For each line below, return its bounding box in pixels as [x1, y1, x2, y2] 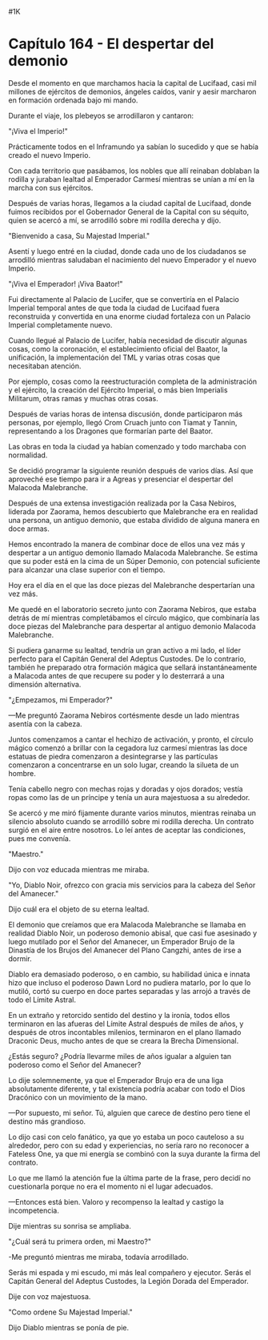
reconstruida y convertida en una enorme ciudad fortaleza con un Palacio [8, 312, 250, 321]
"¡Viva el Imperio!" [8, 126, 68, 135]
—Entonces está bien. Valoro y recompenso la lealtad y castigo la [8, 1197, 224, 1206]
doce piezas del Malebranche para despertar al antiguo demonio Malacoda [8, 621, 256, 631]
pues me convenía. [8, 833, 71, 843]
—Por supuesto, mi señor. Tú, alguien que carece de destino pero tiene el [8, 1108, 250, 1117]
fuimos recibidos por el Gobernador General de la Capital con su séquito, [8, 207, 250, 216]
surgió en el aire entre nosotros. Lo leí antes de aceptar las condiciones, [8, 825, 246, 835]
